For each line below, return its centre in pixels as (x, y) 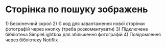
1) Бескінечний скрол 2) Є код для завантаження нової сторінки (75, 23)
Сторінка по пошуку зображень (77, 9)
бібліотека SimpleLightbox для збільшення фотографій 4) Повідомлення (83, 34)
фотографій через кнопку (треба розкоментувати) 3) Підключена (77, 29)
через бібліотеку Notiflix (32, 40)
